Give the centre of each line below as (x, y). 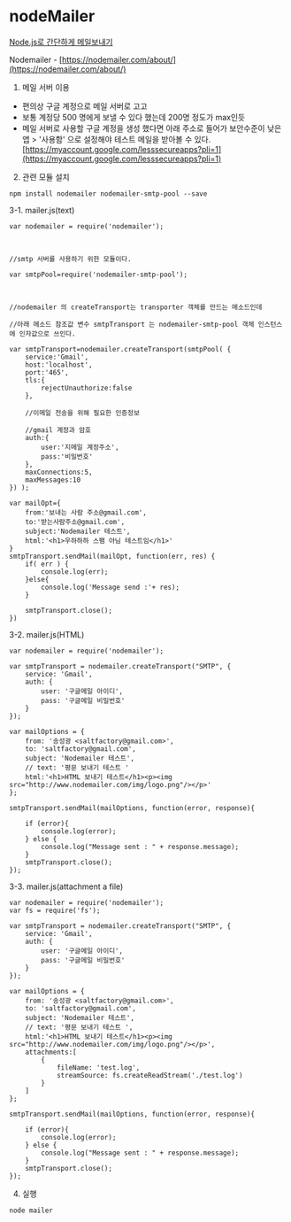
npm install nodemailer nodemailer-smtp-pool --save (108, 193)
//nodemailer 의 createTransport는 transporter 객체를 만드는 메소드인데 (136, 307)
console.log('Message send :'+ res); (110, 587)
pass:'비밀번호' (67, 456)
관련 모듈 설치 (46, 177)
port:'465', (47, 372)
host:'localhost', (59, 365)
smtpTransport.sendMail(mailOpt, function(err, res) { (112, 556)
